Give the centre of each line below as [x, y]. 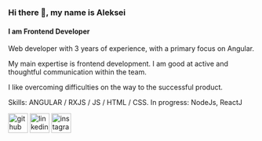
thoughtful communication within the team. [78, 72]
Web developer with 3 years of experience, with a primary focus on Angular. [131, 49]
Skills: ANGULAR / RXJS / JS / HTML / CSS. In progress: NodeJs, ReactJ [126, 103]
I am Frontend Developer [49, 31]
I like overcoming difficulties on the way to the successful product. [116, 87]
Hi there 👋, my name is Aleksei [67, 13]
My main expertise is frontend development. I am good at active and [118, 64]
